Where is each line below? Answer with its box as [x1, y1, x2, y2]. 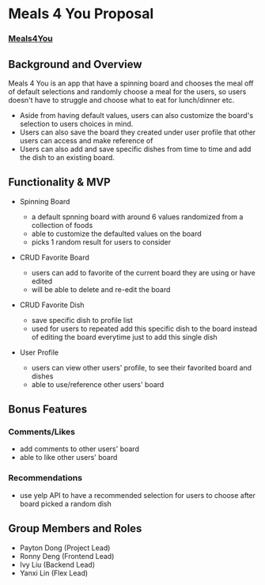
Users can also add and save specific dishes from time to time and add [19, 144, 252, 154]
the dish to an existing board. [19, 152, 115, 162]
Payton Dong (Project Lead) [19, 543, 111, 553]
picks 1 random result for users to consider [31, 237, 172, 246]
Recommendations [8, 473, 83, 484]
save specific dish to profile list [31, 315, 133, 325]
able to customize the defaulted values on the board [31, 229, 202, 238]
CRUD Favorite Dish [19, 300, 85, 310]
